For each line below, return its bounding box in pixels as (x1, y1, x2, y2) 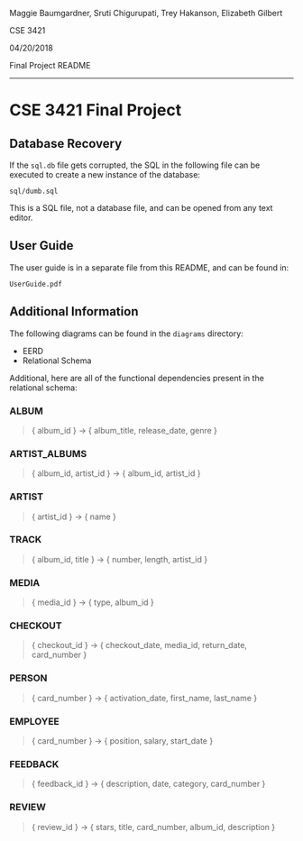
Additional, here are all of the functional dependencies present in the (9, 372, 264, 383)
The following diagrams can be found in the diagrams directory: (9, 328, 243, 339)
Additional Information (9, 304, 139, 319)
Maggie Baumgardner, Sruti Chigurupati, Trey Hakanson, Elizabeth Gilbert (9, 8, 283, 18)
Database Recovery (9, 135, 123, 151)
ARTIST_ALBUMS (9, 447, 87, 460)
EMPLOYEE (9, 715, 60, 727)
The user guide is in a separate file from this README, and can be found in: (9, 261, 289, 273)
